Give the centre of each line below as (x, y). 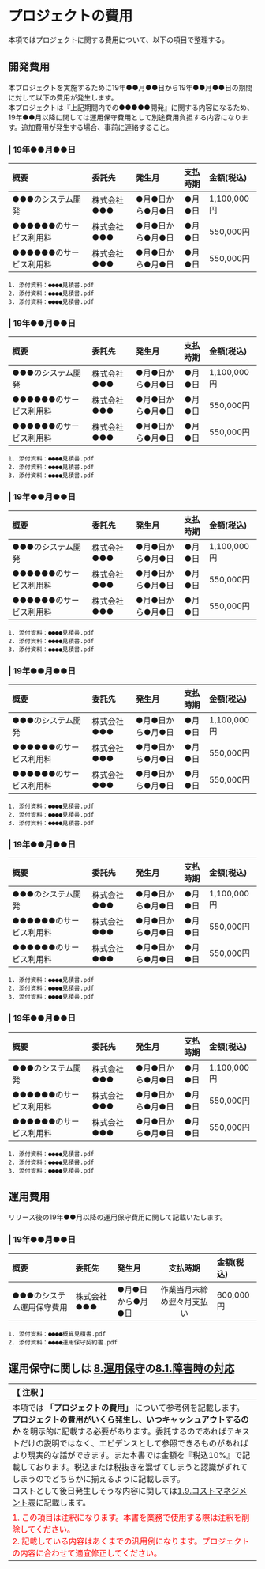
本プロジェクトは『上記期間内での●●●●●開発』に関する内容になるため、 (131, 107)
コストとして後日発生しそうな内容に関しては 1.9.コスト (114, 1491)
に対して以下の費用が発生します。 (63, 97)
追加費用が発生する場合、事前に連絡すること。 (97, 127)
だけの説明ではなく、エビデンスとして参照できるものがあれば (134, 1443)
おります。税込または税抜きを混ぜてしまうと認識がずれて (142, 1467)
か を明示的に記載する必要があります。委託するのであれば (119, 1431)
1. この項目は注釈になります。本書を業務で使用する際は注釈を (127, 1518)
